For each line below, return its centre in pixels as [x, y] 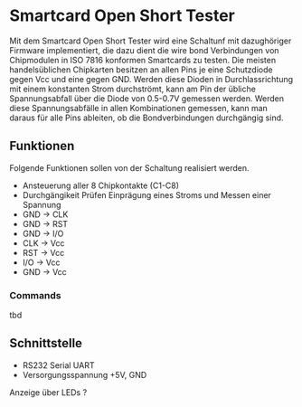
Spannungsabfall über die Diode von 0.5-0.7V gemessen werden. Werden [147, 98]
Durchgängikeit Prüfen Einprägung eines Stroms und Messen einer [146, 194]
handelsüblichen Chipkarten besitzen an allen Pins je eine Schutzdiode [141, 70]
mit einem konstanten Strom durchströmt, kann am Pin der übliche [132, 89]
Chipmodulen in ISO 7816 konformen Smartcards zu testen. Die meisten [143, 60]
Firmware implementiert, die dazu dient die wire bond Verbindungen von [144, 50]
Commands [35, 295]
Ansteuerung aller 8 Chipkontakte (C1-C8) [100, 185]
